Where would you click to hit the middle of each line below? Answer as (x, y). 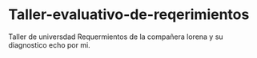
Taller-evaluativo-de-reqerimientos (129, 15)
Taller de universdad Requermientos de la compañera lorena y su (116, 37)
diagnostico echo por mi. (49, 44)
